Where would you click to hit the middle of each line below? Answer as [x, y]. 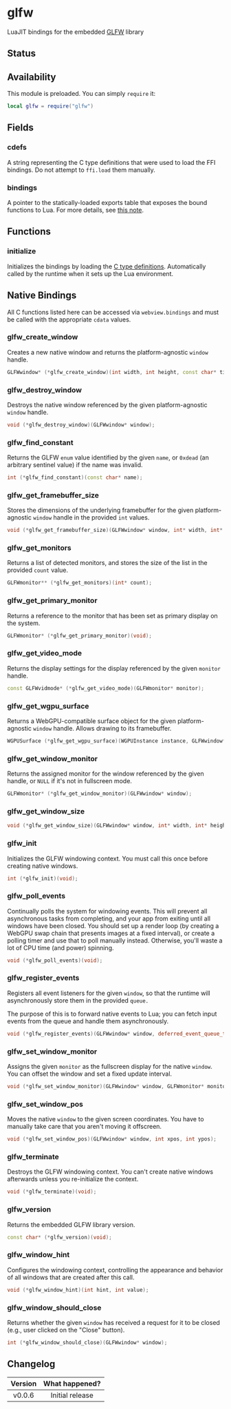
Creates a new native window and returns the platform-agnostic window [108, 352]
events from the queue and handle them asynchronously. [88, 1021]
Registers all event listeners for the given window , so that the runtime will [109, 993]
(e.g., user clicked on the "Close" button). [66, 1330]
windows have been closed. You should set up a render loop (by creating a [113, 925]
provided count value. [38, 570]
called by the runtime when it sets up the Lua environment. [90, 273]
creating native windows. [43, 866]
